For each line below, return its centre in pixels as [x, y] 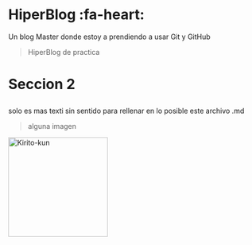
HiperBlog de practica [64, 52]
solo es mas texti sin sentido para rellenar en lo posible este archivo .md [126, 111]
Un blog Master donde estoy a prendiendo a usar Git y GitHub [109, 37]
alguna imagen [52, 126]
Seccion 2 [42, 84]
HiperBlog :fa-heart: [76, 15]
